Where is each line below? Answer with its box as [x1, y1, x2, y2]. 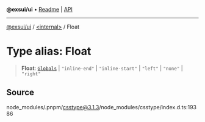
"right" [21, 70, 41, 77]
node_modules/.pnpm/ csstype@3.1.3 [6, 103, 99, 110]
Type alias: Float [6, 44, 92, 58]
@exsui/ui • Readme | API [6, 6, 73, 13]
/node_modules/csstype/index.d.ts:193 [98, 103, 197, 110]
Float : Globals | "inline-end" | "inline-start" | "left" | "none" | [21, 64, 183, 72]
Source [6, 87, 35, 98]
